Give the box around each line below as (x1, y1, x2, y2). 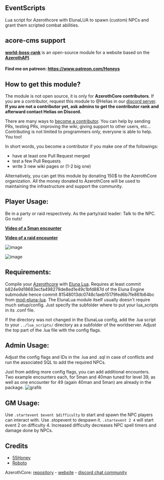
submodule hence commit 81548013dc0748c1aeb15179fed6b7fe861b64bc (5, 292, 155, 297)
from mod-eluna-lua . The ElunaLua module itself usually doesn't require (5, 296, 150, 302)
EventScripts (5, 4, 46, 12)
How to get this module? (5, 80, 81, 88)
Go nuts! (5, 215, 23, 221)
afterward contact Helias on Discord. (5, 109, 82, 115)
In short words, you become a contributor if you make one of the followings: (5, 143, 158, 149)
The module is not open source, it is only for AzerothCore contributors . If (5, 93, 154, 99)
